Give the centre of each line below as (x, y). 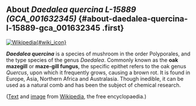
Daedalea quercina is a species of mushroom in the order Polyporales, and (98, 54)
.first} (113, 28)
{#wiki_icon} (51, 42)
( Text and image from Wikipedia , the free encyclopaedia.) (76, 96)
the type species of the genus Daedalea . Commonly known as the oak (92, 60)
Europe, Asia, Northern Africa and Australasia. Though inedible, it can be (95, 78)
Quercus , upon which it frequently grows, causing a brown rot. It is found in (98, 72)
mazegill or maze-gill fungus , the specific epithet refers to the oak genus (96, 66)
